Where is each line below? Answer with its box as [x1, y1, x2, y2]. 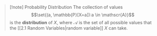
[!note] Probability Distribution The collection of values [9, 4, 123, 10]
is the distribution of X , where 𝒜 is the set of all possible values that [9, 20, 152, 25]
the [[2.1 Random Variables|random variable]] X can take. [9, 25, 128, 31]
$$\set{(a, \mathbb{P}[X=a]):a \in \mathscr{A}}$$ [31, 12, 134, 18]
